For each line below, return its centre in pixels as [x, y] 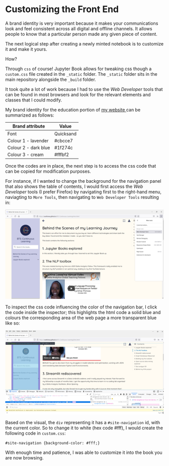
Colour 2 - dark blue [29, 148]
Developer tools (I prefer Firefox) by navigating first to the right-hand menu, [83, 192]
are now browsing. [24, 458]
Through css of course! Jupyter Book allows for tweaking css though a [78, 69]
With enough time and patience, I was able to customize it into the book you [84, 452]
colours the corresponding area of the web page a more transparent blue [81, 318]
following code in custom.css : [36, 433]
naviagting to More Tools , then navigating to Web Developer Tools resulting [82, 197]
